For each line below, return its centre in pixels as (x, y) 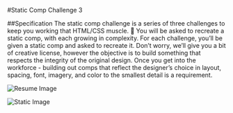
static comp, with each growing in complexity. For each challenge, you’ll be (115, 38)
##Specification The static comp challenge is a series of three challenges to (116, 23)
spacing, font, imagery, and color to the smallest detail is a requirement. (110, 75)
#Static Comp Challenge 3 (45, 10)
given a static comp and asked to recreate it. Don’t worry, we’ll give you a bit (116, 45)
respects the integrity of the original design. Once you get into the (102, 60)
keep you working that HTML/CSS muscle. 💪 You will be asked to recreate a (116, 31)
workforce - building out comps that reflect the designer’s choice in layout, (114, 68)
